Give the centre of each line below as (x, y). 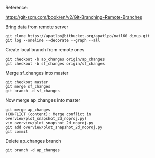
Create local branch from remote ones (45, 50)
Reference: (17, 7)
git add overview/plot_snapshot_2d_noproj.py (54, 127)
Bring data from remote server (37, 27)
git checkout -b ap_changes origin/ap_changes (55, 59)
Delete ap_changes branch (33, 141)
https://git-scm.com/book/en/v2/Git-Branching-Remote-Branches (74, 17)
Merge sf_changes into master (37, 73)
